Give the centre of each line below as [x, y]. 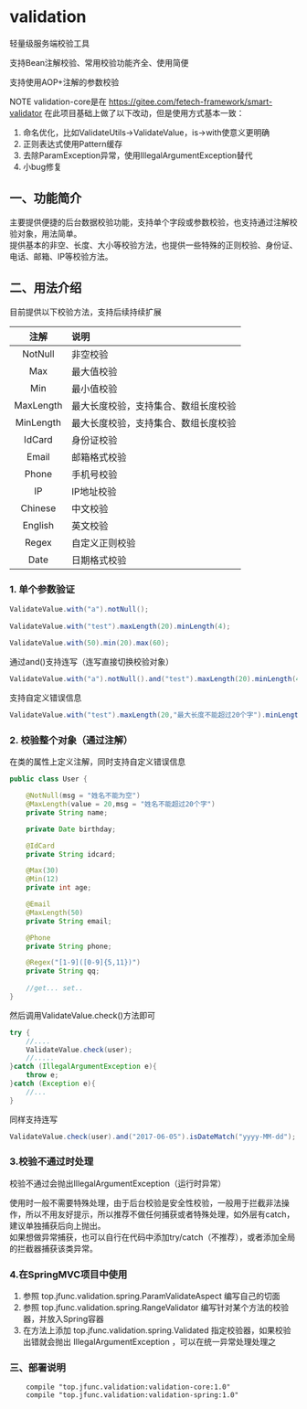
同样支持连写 [33, 1119]
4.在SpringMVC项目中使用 [69, 1275]
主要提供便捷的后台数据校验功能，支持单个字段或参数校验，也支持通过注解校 [153, 222]
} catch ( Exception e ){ [53, 1084]
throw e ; [42, 1075]
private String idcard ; [71, 854]
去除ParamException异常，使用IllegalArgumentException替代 [138, 155]
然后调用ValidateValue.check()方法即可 [82, 1015]
